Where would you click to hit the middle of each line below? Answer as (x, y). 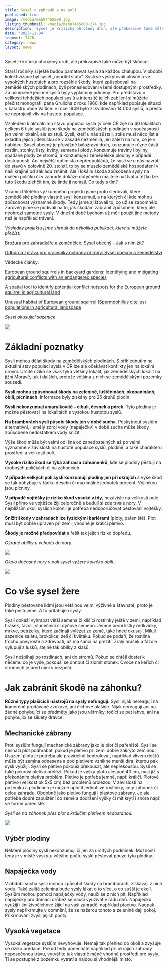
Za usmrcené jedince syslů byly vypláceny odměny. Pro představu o (75, 92)
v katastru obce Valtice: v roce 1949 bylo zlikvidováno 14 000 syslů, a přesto (84, 108)
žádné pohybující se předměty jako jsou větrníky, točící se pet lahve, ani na (82, 712)
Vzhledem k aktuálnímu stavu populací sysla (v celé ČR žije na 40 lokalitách (83, 123)
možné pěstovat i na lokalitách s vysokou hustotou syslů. (64, 412)
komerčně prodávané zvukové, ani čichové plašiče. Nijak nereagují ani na (81, 707)
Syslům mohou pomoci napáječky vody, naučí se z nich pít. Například (77, 894)
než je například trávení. (30, 218)
